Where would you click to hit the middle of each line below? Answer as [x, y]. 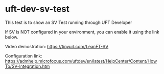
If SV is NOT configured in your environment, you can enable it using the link [82, 32]
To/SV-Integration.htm [27, 66]
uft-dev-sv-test [37, 9]
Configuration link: [24, 56]
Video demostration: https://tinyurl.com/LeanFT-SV [57, 46]
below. [12, 37]
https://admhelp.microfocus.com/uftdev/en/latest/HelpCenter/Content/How [81, 61]
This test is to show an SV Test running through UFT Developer [69, 22]
